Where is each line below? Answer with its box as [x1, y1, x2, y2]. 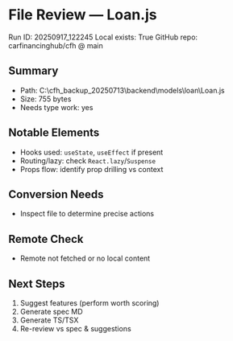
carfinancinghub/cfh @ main [8, 40, 103, 50]
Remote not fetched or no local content [19, 253, 151, 263]
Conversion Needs [8, 187, 104, 201]
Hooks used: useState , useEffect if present [19, 147, 164, 157]
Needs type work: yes [19, 102, 94, 112]
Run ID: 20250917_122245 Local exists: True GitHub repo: [8, 32, 198, 42]
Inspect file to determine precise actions [19, 209, 155, 219]
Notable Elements [8, 126, 100, 140]
